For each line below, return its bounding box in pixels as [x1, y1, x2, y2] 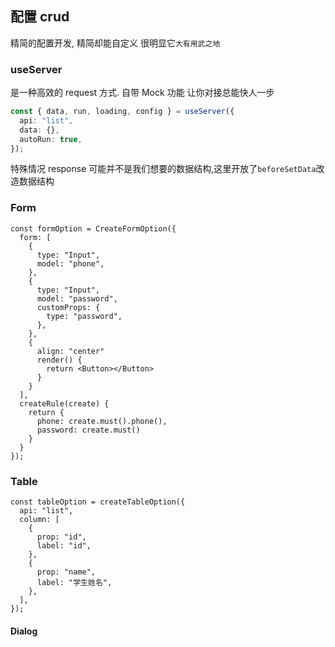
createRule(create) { [19, 398, 110, 409]
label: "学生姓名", [36, 578, 113, 588]
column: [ [19, 515, 60, 525]
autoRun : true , [19, 134, 83, 144]
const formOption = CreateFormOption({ [10, 223, 177, 234]
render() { [36, 355, 83, 365]
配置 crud [10, 8, 70, 26]
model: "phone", [36, 258, 105, 269]
